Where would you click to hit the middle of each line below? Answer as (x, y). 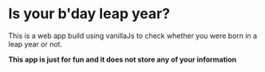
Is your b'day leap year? (89, 14)
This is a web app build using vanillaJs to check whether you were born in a (133, 36)
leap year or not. (35, 44)
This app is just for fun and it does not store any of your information (123, 59)
